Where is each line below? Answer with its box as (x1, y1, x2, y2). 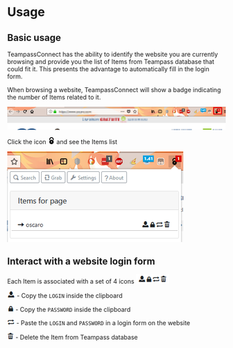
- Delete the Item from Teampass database (15, 333, 138, 342)
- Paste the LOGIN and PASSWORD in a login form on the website (16, 319, 191, 327)
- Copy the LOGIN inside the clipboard (16, 292, 123, 300)
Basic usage (7, 32, 61, 44)
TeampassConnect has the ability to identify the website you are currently (7, 50, 218, 58)
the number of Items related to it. (7, 93, 101, 101)
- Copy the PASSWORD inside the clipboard (15, 306, 131, 314)
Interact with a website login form (7, 255, 155, 267)
